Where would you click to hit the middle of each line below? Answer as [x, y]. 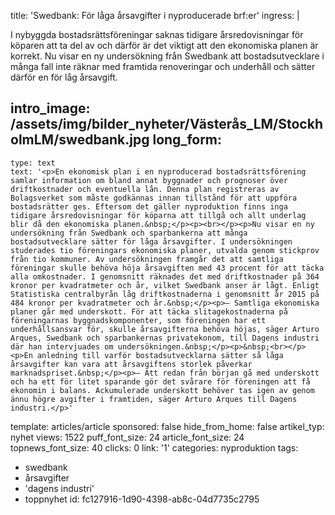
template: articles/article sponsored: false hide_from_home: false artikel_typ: [167, 426]
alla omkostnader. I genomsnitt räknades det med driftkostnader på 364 [165, 276]
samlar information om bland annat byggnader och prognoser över [149, 180]
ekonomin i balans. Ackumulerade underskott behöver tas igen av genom [162, 390]
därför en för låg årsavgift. [64, 77]
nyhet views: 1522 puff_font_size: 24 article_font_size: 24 [127, 437]
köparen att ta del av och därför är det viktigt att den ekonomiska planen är [164, 45]
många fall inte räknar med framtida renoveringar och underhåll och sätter [163, 66]
